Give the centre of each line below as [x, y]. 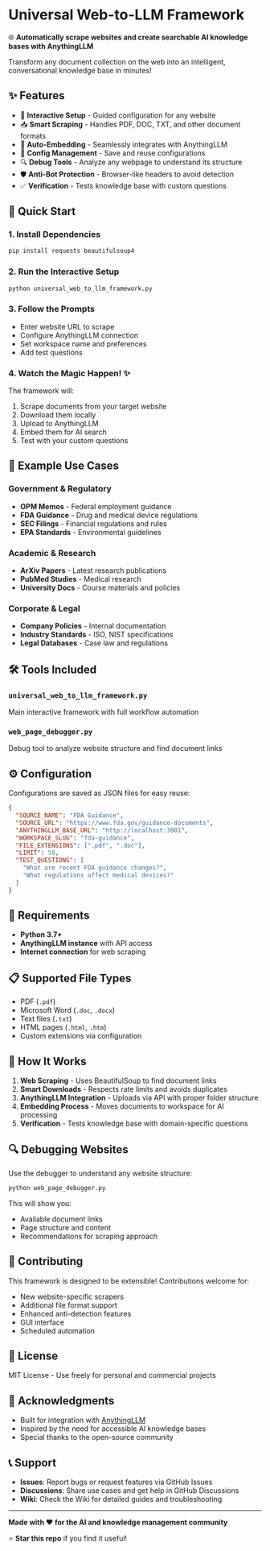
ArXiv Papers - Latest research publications [93, 570]
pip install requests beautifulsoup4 [72, 251]
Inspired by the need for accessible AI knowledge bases [113, 1429]
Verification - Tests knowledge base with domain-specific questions [134, 1124]
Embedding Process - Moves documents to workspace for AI [122, 1106]
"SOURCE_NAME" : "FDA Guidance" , [70, 815]
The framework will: [41, 391]
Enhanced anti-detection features [76, 1313]
